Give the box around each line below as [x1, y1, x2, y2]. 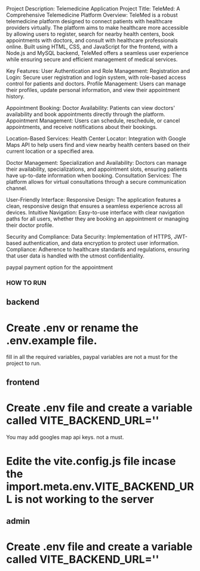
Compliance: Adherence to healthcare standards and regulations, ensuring [6, 246, 190, 253]
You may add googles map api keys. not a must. [6, 433, 124, 441]
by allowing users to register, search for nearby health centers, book [6, 30, 175, 38]
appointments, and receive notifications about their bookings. [6, 124, 158, 130]
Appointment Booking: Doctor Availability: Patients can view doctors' [6, 105, 175, 111]
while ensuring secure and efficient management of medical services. [6, 56, 178, 63]
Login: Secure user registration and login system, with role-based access [6, 74, 186, 81]
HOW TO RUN [6, 278, 47, 287]
